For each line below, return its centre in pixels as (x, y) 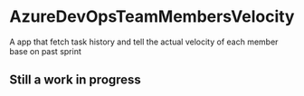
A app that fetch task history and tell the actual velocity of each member (144, 42)
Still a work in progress (76, 80)
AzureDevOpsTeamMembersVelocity (152, 17)
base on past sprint (45, 51)
